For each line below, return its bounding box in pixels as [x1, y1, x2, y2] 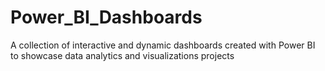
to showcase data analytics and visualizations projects [10, 49, 235, 61]
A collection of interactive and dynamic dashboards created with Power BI [10, 39, 316, 51]
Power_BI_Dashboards [10, 6, 203, 29]
